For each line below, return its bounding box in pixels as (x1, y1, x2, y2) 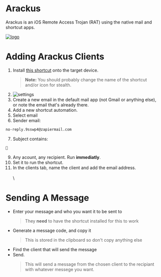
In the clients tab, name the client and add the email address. (12, 165, 136, 171)
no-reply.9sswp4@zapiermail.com (5, 127, 72, 132)
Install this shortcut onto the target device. (12, 67, 99, 73)
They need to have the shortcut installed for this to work (25, 218, 139, 224)
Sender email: (12, 117, 41, 123)
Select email (12, 112, 38, 118)
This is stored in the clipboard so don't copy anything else (25, 237, 143, 243)
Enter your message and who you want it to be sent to (12, 208, 122, 214)
